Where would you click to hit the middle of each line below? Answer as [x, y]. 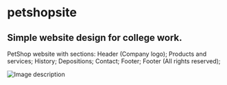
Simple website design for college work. [95, 38]
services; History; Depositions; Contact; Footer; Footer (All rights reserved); [114, 61]
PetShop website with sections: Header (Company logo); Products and [107, 54]
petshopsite [42, 13]
